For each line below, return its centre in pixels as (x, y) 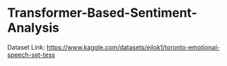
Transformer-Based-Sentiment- (102, 13)
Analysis (33, 28)
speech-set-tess (31, 55)
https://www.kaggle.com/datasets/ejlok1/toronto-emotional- (133, 47)
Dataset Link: (26, 47)
